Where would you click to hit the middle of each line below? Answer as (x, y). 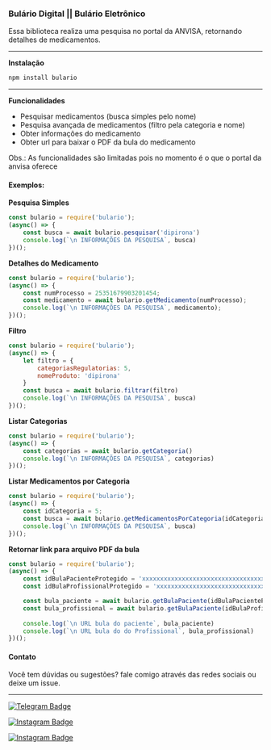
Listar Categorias (38, 421)
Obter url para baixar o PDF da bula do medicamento (108, 142)
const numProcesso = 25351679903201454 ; (92, 293)
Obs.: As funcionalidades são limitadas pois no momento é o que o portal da (135, 158)
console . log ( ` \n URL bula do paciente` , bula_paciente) (119, 623)
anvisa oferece (33, 166)
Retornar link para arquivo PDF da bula (74, 549)
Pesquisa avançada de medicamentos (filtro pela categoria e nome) (132, 125)
